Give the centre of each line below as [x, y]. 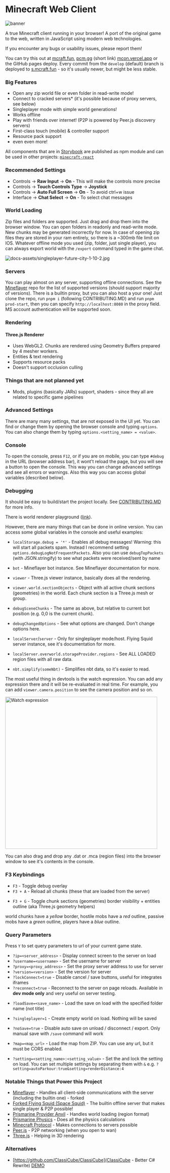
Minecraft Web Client [51, 9]
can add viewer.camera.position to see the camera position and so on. [79, 690]
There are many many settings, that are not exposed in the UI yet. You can [83, 421]
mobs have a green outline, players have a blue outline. [63, 921]
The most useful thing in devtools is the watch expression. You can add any [84, 679]
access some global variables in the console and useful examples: [74, 532]
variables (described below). [35, 478]
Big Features [21, 82]
